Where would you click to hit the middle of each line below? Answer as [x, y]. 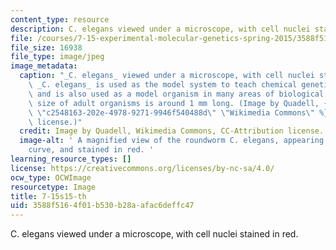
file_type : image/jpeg [57, 57]
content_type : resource [60, 19]
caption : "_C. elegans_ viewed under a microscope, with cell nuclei [167, 76]
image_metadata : [44, 66]
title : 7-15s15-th [48, 196]
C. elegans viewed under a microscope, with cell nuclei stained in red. [154, 234]
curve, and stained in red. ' [91, 150]
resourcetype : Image [53, 187]
